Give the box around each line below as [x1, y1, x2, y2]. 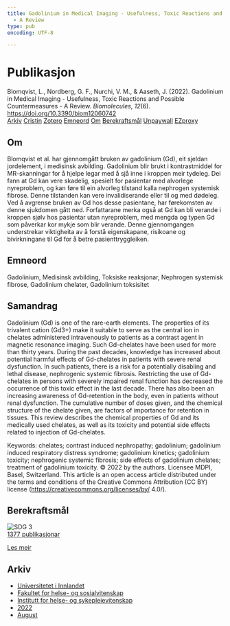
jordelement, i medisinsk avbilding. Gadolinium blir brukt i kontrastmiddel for [7, 162, 222, 170]
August [16, 611, 38, 619]
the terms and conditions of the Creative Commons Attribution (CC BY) [7, 478, 208, 486]
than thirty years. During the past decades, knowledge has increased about [7, 347, 221, 356]
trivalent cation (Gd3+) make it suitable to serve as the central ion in [7, 325, 199, 334]
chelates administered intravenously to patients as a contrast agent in [7, 333, 204, 341]
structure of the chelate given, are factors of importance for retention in [7, 406, 209, 414]
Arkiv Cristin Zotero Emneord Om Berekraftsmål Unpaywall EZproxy [7, 117, 198, 125]
